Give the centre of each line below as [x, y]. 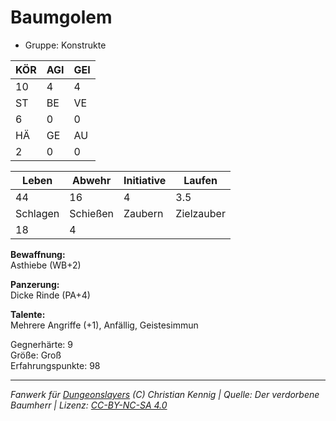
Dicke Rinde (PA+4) [50, 295]
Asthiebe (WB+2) [46, 265]
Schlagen [37, 213]
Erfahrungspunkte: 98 [55, 365]
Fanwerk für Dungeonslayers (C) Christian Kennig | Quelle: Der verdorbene [165, 394]
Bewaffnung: [38, 254]
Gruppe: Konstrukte [65, 45]
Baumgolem [61, 17]
